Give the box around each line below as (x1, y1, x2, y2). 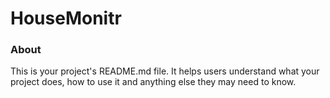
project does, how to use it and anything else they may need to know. (10, 76, 297, 88)
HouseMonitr (10, 7, 122, 30)
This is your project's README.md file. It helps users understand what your (10, 65, 320, 77)
